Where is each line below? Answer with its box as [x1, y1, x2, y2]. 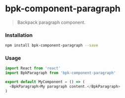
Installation [5, 32, 33, 39]
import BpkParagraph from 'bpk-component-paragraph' [5, 70, 116, 76]
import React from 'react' [5, 66, 61, 71]
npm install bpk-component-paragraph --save [5, 43, 98, 48]
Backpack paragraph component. [17, 19, 85, 25]
